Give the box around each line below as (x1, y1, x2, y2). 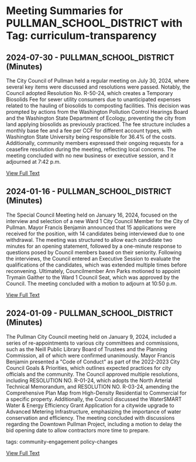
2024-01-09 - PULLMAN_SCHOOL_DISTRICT (6, 308, 174, 318)
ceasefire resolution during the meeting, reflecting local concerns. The (6, 146, 177, 153)
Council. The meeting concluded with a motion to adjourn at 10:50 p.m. (6, 280, 177, 287)
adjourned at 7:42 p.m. (6, 159, 61, 165)
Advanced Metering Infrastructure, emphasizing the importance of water (6, 408, 181, 415)
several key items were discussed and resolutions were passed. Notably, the (6, 83, 191, 90)
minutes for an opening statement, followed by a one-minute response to (6, 242, 182, 249)
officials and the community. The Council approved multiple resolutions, (6, 370, 180, 377)
